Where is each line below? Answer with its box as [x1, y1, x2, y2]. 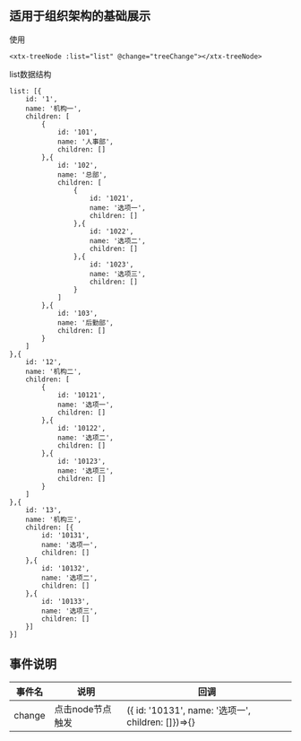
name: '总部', [56, 170, 107, 179]
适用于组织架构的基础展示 [9, 8, 150, 24]
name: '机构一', [25, 104, 82, 113]
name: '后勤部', [56, 318, 115, 327]
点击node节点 [54, 702, 112, 715]
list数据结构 [9, 68, 52, 79]
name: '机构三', [25, 515, 82, 524]
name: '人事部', [56, 137, 115, 146]
